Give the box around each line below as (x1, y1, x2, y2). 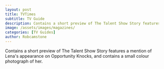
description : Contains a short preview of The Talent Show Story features (5, 21, 161, 26)
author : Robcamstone (5, 35, 47, 40)
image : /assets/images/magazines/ (5, 25, 76, 30)
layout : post (5, 7, 32, 12)
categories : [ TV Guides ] (5, 30, 56, 35)
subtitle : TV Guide (5, 16, 45, 21)
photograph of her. (5, 58, 43, 64)
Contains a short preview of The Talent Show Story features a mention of (5, 47, 152, 54)
